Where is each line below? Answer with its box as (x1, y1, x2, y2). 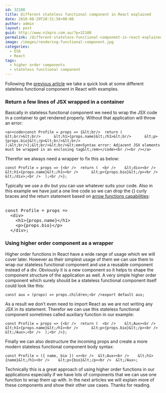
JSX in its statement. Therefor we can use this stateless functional (5, 306, 140, 312)
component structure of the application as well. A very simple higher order (5, 272, 157, 278)
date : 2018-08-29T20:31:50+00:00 (5, 16, 74, 21)
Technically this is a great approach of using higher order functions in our (5, 366, 155, 372)
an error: (5, 120, 23, 126)
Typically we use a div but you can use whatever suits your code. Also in (5, 183, 153, 189)
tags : (5, 58, 16, 63)
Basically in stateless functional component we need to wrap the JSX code (5, 110, 157, 115)
